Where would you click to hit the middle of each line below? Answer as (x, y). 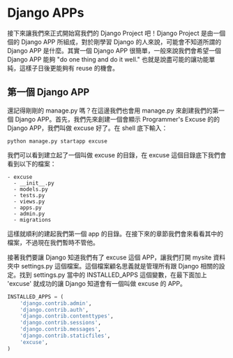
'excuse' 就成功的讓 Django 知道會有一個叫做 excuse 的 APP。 (97, 283)
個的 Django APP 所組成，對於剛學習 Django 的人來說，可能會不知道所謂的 (114, 42)
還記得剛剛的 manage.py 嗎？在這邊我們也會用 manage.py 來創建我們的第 (113, 110)
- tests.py (29, 195)
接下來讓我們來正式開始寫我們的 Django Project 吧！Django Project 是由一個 (116, 33)
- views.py (29, 201)
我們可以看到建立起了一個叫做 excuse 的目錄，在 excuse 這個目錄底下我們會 (117, 155)
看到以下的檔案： (32, 164)
